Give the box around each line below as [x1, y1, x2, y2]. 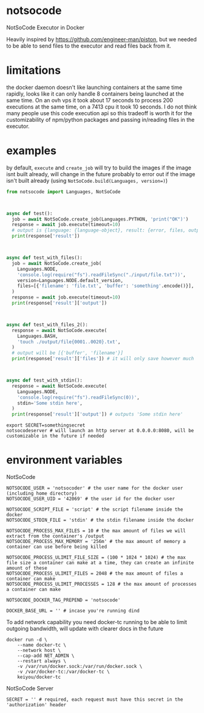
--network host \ [17, 647, 61, 654]
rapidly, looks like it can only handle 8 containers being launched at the [6, 90, 184, 98]
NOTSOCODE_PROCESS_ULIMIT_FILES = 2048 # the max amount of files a [6, 570, 183, 576]
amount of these [6, 565, 47, 572]
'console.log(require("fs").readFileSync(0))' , [17, 394, 140, 400]
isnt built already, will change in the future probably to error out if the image [6, 170, 195, 177]
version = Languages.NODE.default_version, [17, 277, 123, 283]
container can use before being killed [6, 544, 107, 550]
